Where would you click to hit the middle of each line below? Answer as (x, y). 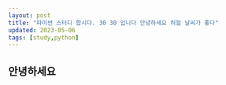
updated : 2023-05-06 (42, 30)
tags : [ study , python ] (44, 37)
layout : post (30, 15)
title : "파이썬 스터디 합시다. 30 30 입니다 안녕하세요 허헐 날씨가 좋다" (113, 23)
